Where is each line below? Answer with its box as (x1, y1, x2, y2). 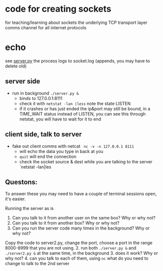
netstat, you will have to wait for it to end (19, 116, 102, 122)
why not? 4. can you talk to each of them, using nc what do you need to (5, 255, 149, 261)
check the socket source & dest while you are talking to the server (19, 158, 153, 164)
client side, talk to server (5, 130, 82, 138)
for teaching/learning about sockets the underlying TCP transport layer (5, 19, 148, 25)
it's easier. (5, 196, 26, 202)
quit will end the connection (19, 154, 77, 159)
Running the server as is (5, 206, 54, 212)
